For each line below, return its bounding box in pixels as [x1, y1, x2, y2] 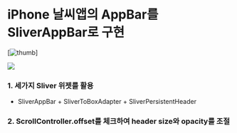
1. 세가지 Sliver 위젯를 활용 [7, 80, 94, 90]
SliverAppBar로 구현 [7, 24, 125, 41]
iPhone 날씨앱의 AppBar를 [7, 6, 159, 23]
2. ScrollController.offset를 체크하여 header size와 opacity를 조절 [7, 117, 230, 127]
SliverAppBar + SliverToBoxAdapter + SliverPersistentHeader [17, 97, 197, 106]
